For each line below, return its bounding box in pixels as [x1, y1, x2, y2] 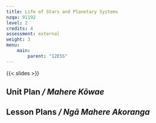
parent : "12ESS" [27, 53, 68, 59]
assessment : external [6, 31, 60, 37]
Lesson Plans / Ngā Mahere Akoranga [6, 107, 150, 117]
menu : [6, 42, 20, 48]
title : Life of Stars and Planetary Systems [6, 8, 118, 15]
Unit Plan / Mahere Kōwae [6, 87, 105, 97]
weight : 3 [6, 36, 31, 42]
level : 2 [6, 20, 28, 26]
